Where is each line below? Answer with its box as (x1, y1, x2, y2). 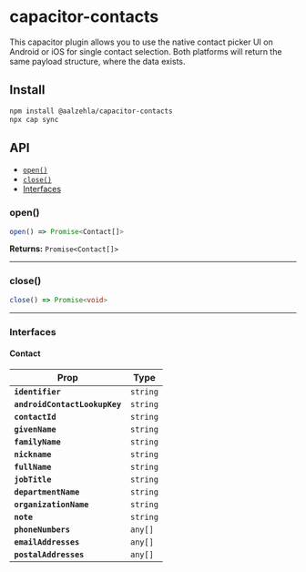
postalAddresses (14, 549, 85, 559)
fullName (14, 462, 52, 472)
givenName (14, 424, 56, 434)
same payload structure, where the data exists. (9, 56, 186, 66)
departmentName (14, 486, 80, 497)
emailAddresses (14, 536, 80, 547)
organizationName (14, 499, 89, 509)
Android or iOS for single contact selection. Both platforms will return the (9, 46, 282, 56)
